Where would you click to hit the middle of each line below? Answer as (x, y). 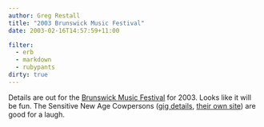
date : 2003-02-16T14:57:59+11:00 (64, 30)
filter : (21, 45)
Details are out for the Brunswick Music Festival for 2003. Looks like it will (130, 97)
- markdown (34, 60)
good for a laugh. (37, 114)
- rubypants (36, 67)
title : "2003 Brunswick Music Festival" (77, 23)
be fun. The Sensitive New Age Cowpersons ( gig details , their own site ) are (132, 105)
